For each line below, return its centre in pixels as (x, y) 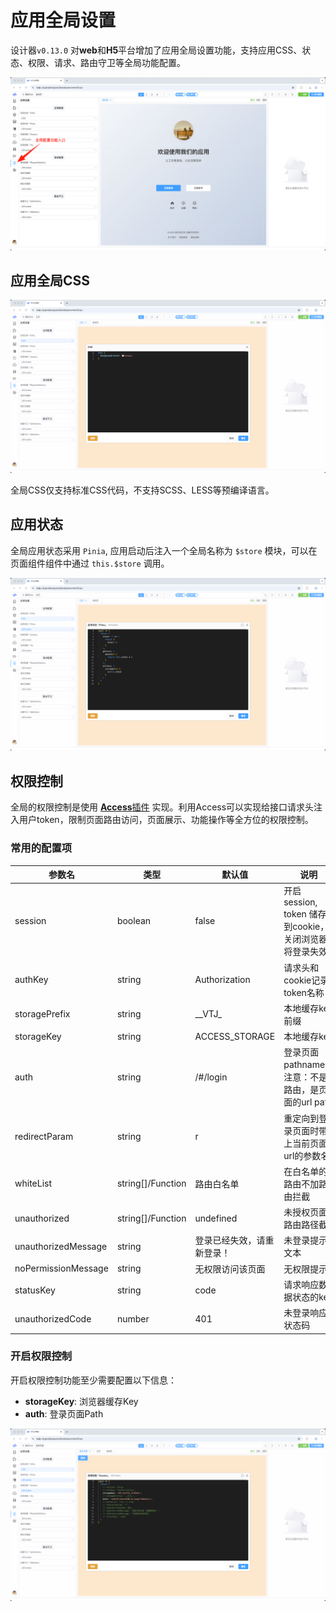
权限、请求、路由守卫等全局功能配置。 (106, 62)
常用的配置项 (41, 848)
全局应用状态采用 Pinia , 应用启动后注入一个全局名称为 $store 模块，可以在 (164, 550)
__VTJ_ (208, 1014)
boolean (134, 921)
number (133, 1318)
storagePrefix (42, 1014)
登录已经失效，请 (230, 1240)
